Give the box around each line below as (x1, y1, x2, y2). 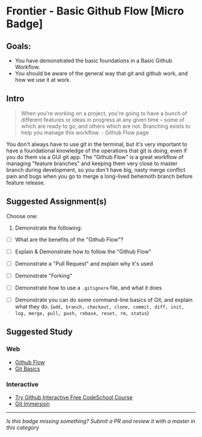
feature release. (6, 179, 46, 186)
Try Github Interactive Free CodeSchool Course (14, 394, 133, 401)
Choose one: (6, 212, 38, 219)
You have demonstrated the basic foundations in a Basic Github (14, 57, 173, 64)
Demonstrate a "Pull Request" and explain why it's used (14, 260, 153, 267)
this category (6, 424, 40, 431)
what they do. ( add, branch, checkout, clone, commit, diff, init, (14, 303, 185, 310)
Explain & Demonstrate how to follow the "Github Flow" (14, 248, 151, 255)
